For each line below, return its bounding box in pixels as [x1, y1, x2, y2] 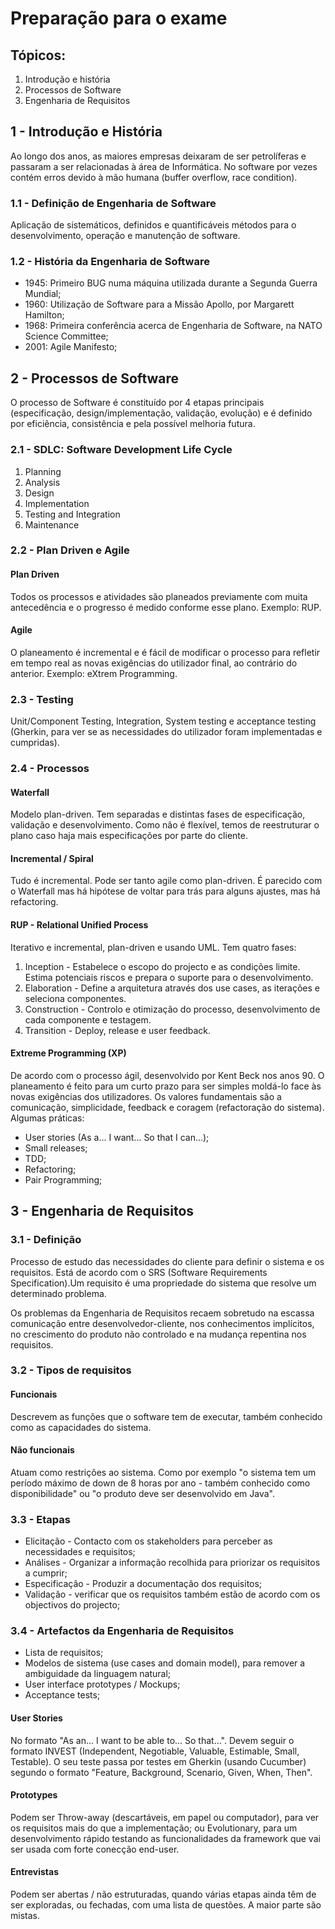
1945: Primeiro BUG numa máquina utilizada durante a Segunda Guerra [24, 277, 318, 289]
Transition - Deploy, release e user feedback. [24, 1024, 212, 1036]
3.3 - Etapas [10, 1512, 71, 1526]
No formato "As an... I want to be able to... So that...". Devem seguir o [10, 1734, 295, 1746]
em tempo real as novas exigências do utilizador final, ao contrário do [10, 657, 298, 669]
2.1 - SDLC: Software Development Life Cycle [10, 443, 233, 457]
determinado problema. [10, 1287, 107, 1299]
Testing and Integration [24, 508, 121, 520]
